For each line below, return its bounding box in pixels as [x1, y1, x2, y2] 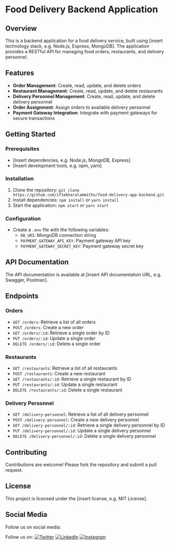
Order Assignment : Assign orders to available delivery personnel [12, 104, 151, 110]
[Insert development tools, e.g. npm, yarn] [12, 163, 102, 169]
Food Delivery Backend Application [5, 4, 158, 15]
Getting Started [5, 130, 56, 139]
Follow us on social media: [5, 524, 61, 530]
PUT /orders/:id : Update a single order [12, 335, 96, 341]
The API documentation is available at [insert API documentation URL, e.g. [5, 271, 162, 277]
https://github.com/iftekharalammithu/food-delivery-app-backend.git [12, 192, 165, 197]
